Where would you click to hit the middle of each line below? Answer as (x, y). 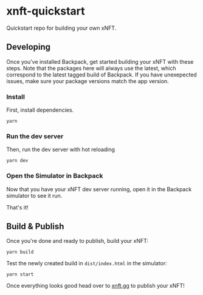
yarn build (20, 252)
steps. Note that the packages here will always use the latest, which (91, 68)
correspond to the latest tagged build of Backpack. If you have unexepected (102, 75)
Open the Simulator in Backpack (55, 176)
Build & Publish (35, 227)
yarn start (20, 274)
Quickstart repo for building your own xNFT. (61, 28)
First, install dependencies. (40, 110)
